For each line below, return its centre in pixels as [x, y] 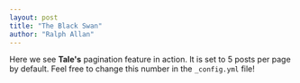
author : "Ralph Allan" [52, 34]
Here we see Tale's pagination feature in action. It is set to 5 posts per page [150, 60]
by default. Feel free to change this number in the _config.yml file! [132, 69]
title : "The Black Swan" [56, 26]
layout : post [34, 17]
